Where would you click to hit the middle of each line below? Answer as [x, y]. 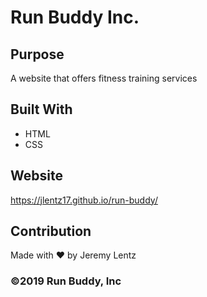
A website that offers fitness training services [104, 78]
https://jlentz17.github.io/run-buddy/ [84, 200]
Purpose [37, 54]
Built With [41, 109]
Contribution [51, 231]
